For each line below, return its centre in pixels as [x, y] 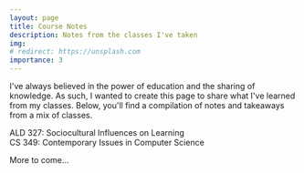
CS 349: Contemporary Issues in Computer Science [107, 142]
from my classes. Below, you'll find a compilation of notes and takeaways [147, 105]
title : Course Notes [49, 26]
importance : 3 [37, 60]
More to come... [39, 160]
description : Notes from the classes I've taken [104, 35]
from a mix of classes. [51, 115]
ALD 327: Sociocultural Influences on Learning [97, 132]
